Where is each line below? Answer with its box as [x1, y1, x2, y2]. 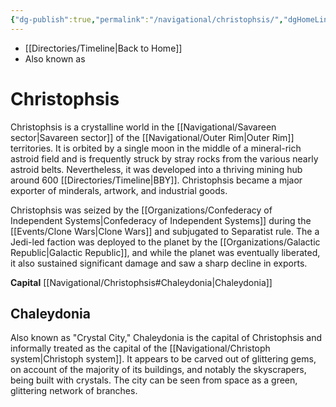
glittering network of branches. [10, 385, 138, 397]
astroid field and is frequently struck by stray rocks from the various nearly [10, 152, 319, 165]
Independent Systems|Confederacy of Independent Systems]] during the [10, 214, 312, 226]
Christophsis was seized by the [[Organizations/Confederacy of [10, 204, 273, 216]
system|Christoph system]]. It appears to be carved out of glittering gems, [10, 353, 317, 365]
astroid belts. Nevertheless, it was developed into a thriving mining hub [10, 163, 303, 175]
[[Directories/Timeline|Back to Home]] [24, 42, 183, 54]
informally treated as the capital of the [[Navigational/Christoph [10, 342, 271, 355]
